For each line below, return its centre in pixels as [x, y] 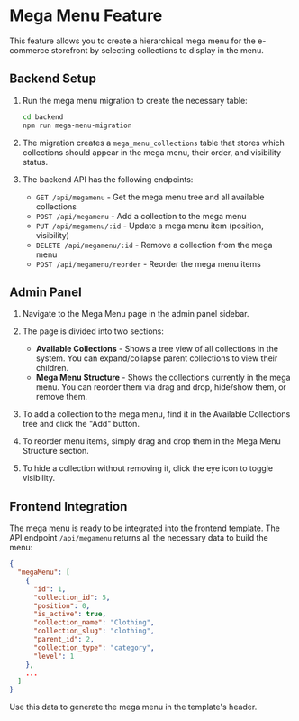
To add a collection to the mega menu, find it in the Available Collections [156, 414]
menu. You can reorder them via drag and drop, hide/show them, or [161, 387]
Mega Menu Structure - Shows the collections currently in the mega [163, 378]
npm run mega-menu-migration [77, 125]
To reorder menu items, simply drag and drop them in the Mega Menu [151, 441]
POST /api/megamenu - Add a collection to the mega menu [141, 216]
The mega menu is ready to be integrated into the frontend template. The [145, 528]
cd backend [43, 117]
